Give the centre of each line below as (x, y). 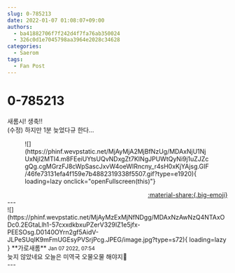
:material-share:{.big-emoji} (188, 194)
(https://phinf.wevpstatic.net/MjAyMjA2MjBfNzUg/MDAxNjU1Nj (115, 151)
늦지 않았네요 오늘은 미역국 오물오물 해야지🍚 (67, 256)
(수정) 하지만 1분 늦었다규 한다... (51, 130)
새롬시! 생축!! (25, 121)
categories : (24, 46)
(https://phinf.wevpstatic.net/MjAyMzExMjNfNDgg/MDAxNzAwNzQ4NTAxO (116, 217)
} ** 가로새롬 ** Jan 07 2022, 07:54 (51, 248)
